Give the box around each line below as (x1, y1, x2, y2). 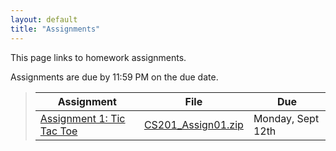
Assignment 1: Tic (39, 111, 126, 125)
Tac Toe (39, 124, 78, 138)
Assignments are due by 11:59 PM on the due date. (10, 71, 219, 83)
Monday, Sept (253, 111, 320, 125)
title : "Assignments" (10, 24, 101, 34)
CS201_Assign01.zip (143, 117, 244, 131)
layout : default (10, 14, 78, 25)
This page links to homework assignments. (10, 51, 187, 63)
